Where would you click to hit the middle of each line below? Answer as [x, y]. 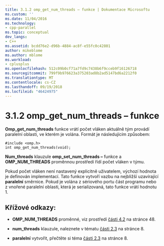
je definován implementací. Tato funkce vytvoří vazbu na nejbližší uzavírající [82, 177]
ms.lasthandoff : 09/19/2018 [34, 87]
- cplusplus [17, 64]
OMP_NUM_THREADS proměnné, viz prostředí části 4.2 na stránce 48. [84, 219]
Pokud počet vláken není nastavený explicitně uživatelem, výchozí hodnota [81, 171]
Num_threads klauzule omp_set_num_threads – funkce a [63, 157]
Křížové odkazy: [31, 208]
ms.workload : [18, 60]
